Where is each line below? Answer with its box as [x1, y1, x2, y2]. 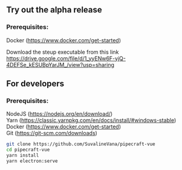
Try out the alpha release [6, 5, 103, 15]
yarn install [6, 153, 39, 159]
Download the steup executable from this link [6, 48, 119, 55]
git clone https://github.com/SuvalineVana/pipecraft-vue [6, 141, 155, 147]
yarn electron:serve [6, 158, 59, 164]
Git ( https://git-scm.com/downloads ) [6, 130, 98, 137]
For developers [6, 78, 65, 89]
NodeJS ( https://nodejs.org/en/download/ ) [6, 110, 113, 118]
